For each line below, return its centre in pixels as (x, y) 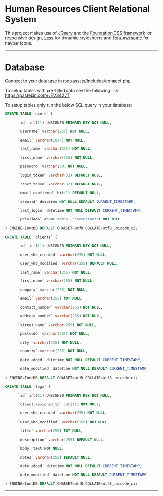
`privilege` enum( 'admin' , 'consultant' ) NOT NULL (69, 219)
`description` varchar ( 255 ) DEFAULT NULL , (61, 440)
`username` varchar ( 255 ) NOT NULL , (54, 131)
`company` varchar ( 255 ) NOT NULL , (53, 290)
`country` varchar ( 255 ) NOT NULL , (53, 351)
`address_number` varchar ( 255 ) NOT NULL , (60, 316)
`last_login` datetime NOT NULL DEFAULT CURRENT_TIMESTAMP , (80, 210)
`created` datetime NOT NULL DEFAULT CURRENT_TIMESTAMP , (77, 202)
